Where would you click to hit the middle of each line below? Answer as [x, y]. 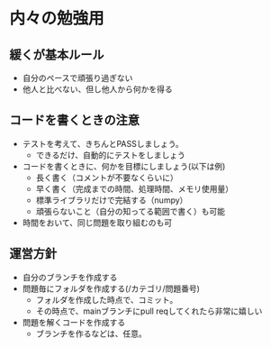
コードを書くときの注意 [74, 120]
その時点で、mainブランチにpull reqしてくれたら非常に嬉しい [149, 311]
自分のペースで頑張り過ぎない [77, 78]
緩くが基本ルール [57, 55]
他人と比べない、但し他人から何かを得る [97, 89]
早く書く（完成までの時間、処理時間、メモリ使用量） [135, 188]
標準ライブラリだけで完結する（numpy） [112, 200]
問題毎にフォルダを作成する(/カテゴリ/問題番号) [111, 288]
